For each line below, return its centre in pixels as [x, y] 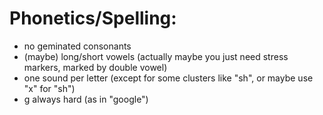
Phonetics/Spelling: [93, 18]
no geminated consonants [77, 46]
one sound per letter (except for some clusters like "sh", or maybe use [168, 78]
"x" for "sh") [49, 88]
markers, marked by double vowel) [95, 67]
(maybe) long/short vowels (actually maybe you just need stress [156, 56]
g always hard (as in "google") [86, 99]
